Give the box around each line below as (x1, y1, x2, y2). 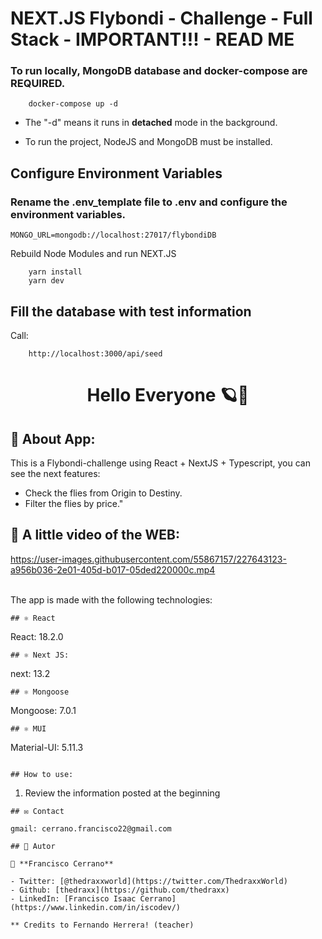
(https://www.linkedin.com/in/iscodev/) (10, 902, 182, 912)
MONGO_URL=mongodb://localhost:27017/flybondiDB (10, 230, 217, 241)
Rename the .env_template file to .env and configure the (10, 195, 288, 209)
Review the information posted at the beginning (24, 787, 221, 799)
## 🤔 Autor (10, 841, 56, 851)
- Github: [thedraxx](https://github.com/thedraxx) (10, 885, 230, 895)
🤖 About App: (10, 430, 96, 447)
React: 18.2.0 (10, 630, 64, 642)
